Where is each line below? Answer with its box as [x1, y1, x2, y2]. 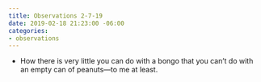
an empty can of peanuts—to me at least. [19, 65, 158, 75]
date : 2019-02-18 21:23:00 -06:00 [8, 19, 125, 27]
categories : [8, 27, 48, 35]
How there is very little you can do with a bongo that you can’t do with [19, 56, 254, 66]
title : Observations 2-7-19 [8, 11, 103, 20]
